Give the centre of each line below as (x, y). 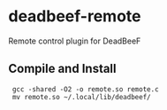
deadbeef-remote (75, 16)
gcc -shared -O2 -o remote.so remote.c (86, 89)
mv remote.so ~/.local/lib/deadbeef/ (81, 97)
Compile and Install (62, 69)
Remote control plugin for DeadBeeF (75, 41)
